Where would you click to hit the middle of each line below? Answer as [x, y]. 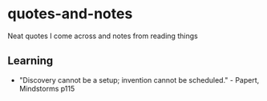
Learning [30, 61]
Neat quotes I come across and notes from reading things [103, 36]
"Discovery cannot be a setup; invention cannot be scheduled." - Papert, [139, 80]
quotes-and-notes [70, 14]
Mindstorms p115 [47, 88]
